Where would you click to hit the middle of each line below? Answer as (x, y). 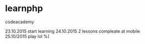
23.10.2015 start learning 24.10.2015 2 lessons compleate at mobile (72, 31)
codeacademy (20, 22)
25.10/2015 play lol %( (27, 36)
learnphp (24, 8)
